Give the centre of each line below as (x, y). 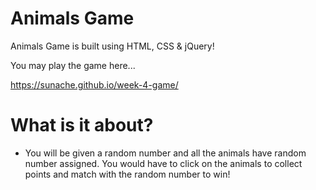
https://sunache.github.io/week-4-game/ (94, 84)
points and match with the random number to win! (127, 174)
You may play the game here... (73, 65)
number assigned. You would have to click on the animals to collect (163, 163)
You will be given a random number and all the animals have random (165, 153)
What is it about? (82, 125)
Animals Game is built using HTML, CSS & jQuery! (112, 46)
